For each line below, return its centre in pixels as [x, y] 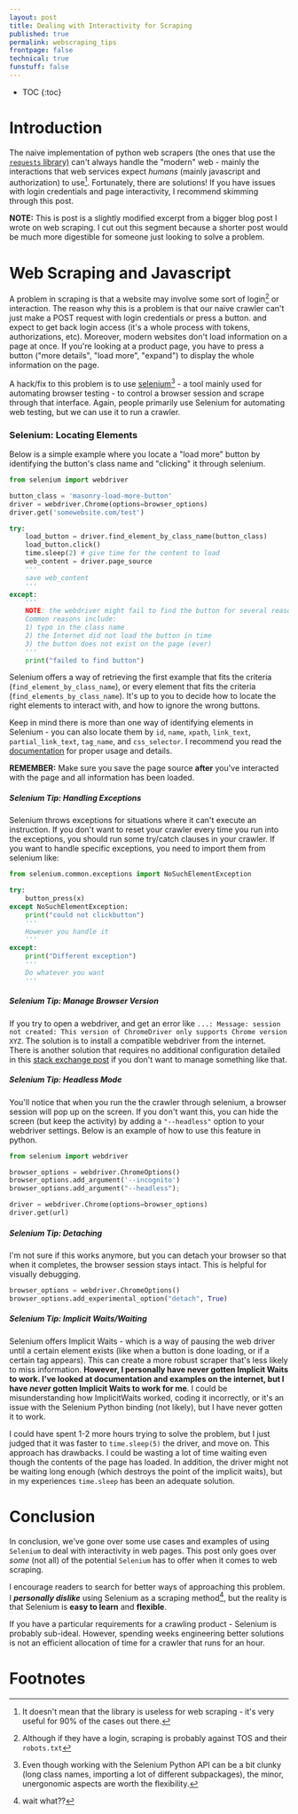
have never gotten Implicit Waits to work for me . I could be [118, 1388]
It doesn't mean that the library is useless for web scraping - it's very [148, 1712]
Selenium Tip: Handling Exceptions [75, 797]
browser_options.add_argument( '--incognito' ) [94, 1181]
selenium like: [34, 858]
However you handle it [67, 931]
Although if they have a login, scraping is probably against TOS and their [154, 1739]
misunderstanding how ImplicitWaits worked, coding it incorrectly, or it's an [147, 1397]
